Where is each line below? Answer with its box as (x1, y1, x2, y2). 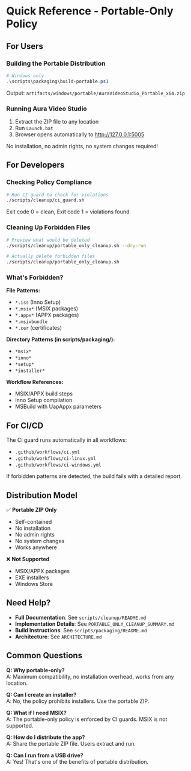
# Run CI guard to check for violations (6, 192, 109, 198)
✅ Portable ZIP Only (6, 506, 57, 514)
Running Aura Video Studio (6, 104, 87, 113)
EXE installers (14, 574, 49, 581)
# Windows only (6, 72, 44, 79)
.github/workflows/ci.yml (14, 449, 80, 456)
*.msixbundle (14, 319, 48, 325)
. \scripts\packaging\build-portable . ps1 (6, 78, 109, 84)
